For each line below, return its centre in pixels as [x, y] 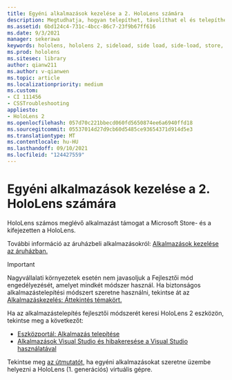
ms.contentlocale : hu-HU [43, 142]
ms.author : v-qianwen [38, 71]
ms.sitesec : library [37, 59]
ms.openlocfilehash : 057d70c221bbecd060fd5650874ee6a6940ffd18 [100, 123]
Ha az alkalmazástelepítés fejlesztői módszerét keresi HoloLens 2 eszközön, [116, 313]
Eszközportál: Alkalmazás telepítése [68, 334]
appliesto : [23, 110]
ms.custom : [23, 91]
